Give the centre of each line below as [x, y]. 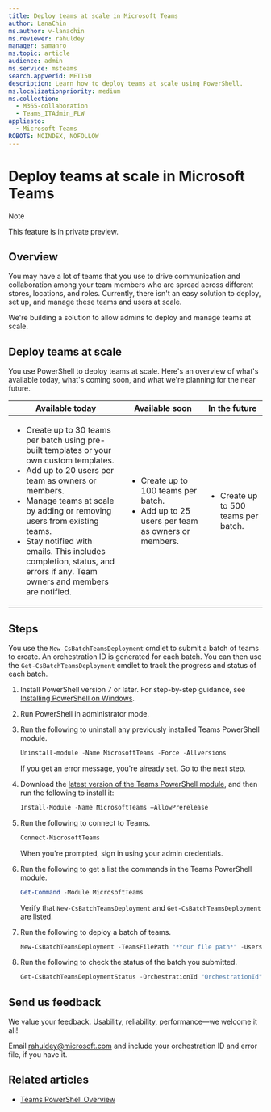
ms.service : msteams [43, 69]
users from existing [63, 521]
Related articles [48, 1080]
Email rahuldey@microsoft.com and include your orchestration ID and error [133, 1046]
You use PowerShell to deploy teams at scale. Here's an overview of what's [133, 371]
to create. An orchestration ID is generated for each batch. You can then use [135, 657]
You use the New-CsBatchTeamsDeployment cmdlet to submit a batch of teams [134, 648]
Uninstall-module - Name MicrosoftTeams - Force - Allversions [123, 753]
